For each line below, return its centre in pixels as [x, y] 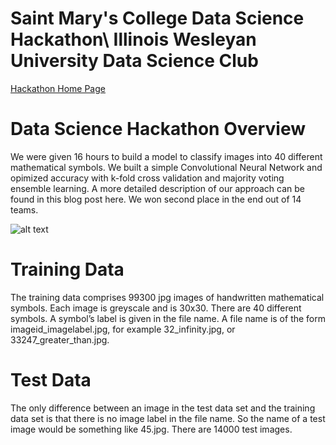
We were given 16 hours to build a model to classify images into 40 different [166, 156]
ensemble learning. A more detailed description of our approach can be [157, 188]
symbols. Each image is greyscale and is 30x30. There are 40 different [156, 308]
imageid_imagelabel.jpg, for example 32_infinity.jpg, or [123, 329]
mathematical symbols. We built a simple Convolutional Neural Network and [166, 167]
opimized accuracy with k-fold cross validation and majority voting [147, 178]
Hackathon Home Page [58, 88]
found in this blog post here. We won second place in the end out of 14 [156, 199]
